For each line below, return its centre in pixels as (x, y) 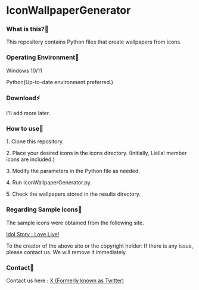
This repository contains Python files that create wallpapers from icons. (94, 42)
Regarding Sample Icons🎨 (44, 209)
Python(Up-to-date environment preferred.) (60, 82)
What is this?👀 (27, 29)
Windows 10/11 (24, 70)
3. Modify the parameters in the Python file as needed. (73, 171)
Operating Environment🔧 (43, 57)
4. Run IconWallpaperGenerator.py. (49, 183)
